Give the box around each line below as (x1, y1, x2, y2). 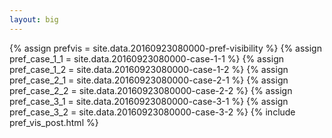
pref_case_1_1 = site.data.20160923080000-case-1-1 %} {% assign (9, 52, 285, 65)
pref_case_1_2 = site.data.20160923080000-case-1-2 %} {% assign (9, 63, 289, 75)
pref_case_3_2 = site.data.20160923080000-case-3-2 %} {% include (9, 106, 296, 118)
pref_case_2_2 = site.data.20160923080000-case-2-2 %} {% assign (9, 84, 293, 96)
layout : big (9, 14, 59, 25)
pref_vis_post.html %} (9, 116, 99, 128)
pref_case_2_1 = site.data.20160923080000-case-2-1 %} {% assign (9, 74, 289, 86)
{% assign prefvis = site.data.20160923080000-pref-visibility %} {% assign (9, 42, 322, 54)
